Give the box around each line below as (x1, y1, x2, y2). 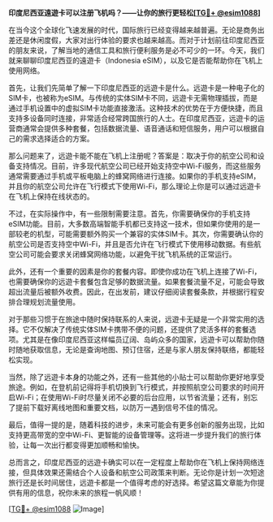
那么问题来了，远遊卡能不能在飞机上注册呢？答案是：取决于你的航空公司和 (8, 151, 258, 161)
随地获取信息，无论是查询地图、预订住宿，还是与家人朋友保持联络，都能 (15, 345, 258, 354)
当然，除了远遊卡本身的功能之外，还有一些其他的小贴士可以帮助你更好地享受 (8, 373, 265, 382)
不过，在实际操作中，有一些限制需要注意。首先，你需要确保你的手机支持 (8, 209, 250, 218)
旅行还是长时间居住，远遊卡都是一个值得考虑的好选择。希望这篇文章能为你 (8, 478, 258, 487)
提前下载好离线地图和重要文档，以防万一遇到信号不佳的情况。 (15, 403, 222, 412)
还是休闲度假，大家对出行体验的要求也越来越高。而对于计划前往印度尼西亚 (15, 36, 265, 45)
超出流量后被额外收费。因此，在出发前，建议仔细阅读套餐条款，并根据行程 (8, 287, 258, 296)
